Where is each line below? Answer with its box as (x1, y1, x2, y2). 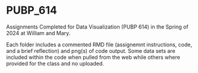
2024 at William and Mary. (6, 29, 71, 36)
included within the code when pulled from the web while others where (6, 53, 180, 61)
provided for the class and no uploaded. (6, 60, 104, 67)
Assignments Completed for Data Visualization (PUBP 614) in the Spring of (6, 23, 188, 30)
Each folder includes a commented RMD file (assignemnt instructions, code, (6, 41, 192, 48)
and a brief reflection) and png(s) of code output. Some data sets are (6, 47, 175, 54)
